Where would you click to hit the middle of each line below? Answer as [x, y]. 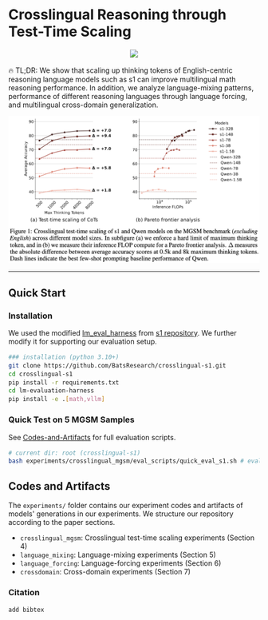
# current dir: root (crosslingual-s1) [75, 453]
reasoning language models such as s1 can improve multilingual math [122, 79]
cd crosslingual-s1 [41, 374]
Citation [24, 592]
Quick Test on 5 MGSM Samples [72, 419]
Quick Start [37, 293]
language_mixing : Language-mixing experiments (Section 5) [118, 555]
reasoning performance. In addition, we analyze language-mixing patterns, [131, 87]
